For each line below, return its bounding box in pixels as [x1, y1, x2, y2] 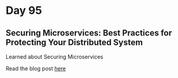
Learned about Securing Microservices [5, 53, 104, 60]
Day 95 [5, 4, 43, 18]
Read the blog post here [5, 65, 66, 72]
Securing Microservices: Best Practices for [5, 28, 173, 38]
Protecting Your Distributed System [5, 37, 143, 47]
